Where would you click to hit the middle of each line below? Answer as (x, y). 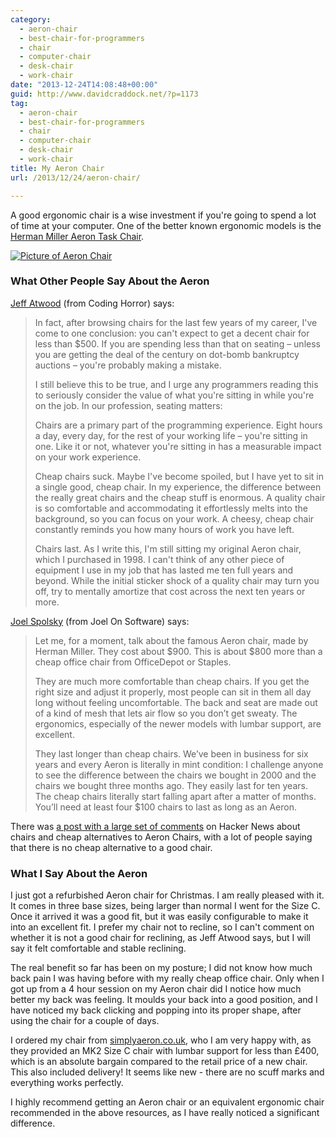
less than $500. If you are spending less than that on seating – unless (177, 343)
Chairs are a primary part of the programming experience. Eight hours (178, 425)
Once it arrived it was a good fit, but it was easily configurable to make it (159, 917)
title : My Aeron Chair (57, 168)
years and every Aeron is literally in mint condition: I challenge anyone (179, 764)
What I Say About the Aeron (79, 873)
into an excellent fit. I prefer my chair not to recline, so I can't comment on (162, 927)
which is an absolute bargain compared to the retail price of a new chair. (159, 1062)
